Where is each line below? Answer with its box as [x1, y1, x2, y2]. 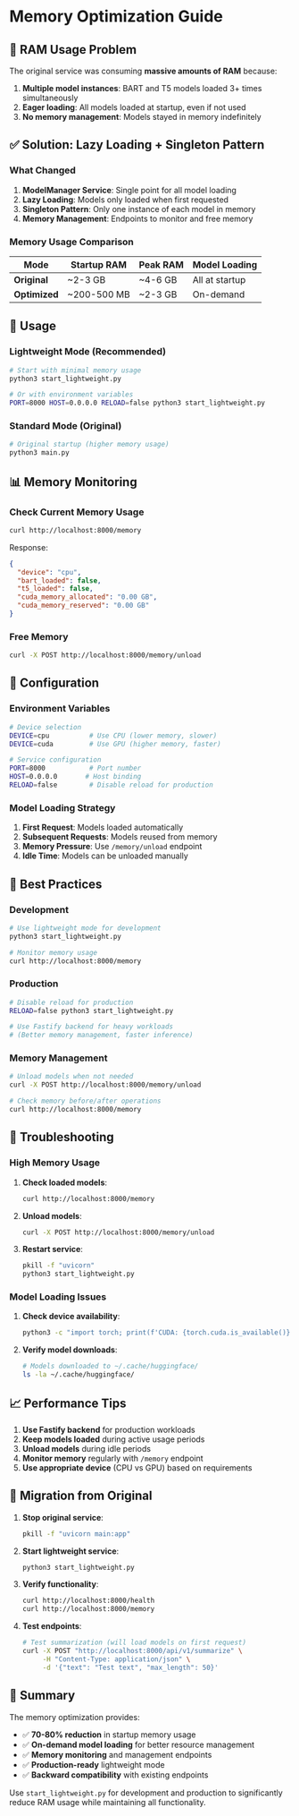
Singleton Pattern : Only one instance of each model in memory [21, 203, 256, 214]
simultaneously [21, 92, 79, 103]
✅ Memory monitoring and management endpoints [21, 1749, 212, 1760]
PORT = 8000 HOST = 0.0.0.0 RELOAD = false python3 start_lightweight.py [9, 398, 266, 408]
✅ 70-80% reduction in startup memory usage [21, 1729, 196, 1740]
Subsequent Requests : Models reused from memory [21, 831, 218, 842]
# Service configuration [9, 755, 102, 764]
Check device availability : [21, 1311, 120, 1322]
